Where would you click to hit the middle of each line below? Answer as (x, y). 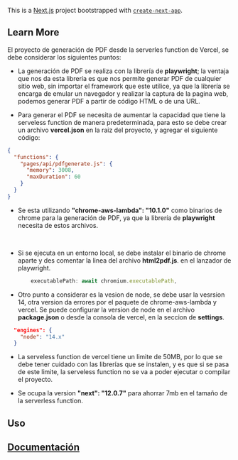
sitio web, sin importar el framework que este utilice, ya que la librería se (124, 86)
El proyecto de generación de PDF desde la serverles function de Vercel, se (118, 50)
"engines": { (33, 330)
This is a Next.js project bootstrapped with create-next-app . (95, 10)
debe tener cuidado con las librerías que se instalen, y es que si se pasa (123, 364)
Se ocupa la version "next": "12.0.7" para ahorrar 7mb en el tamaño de (123, 393)
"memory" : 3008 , (50, 170)
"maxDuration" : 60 (53, 177)
